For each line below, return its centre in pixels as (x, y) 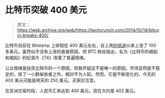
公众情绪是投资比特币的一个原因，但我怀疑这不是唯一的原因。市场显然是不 (80, 68)
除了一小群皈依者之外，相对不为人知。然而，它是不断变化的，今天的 (87, 74)
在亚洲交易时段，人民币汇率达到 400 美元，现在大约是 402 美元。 (72, 91)
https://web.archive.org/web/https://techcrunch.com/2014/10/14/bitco (88, 30)
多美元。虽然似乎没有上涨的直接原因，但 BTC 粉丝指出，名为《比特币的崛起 (82, 51)
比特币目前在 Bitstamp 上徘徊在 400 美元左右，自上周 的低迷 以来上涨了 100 (81, 45)
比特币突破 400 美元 (46, 10)
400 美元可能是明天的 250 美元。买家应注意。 (52, 80)
